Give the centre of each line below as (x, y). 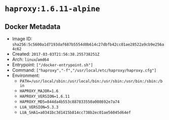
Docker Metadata (33, 27)
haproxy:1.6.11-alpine (52, 9)
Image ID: (22, 39)
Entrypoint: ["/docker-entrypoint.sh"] (52, 65)
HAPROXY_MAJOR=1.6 (39, 91)
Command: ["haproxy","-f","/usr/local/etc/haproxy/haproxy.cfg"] (84, 70)
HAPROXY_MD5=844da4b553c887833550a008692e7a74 (70, 102)
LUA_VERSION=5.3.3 (39, 107)
